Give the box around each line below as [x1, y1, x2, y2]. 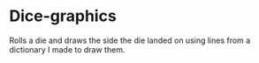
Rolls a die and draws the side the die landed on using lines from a [9, 35, 251, 45]
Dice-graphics [9, 6, 117, 26]
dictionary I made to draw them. [9, 44, 126, 54]
